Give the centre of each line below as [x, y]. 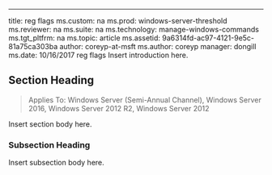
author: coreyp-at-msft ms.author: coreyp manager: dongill [158, 46]
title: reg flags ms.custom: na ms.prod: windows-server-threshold [118, 21]
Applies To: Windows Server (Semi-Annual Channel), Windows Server [144, 100]
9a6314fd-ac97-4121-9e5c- [208, 38]
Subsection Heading [49, 144]
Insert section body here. [50, 124]
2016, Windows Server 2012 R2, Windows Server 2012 [119, 108]
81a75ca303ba [33, 46]
